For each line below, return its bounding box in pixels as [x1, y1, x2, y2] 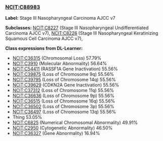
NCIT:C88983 [5, 4, 40, 11]
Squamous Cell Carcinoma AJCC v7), [5, 35, 83, 41]
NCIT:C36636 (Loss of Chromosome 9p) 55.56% [12, 92, 115, 99]
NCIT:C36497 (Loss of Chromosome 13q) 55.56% [12, 109, 116, 115]
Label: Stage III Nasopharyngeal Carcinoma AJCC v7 [5, 15, 116, 21]
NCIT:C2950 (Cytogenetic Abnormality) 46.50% [12, 125, 113, 131]
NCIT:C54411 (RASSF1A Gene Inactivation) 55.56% [12, 66, 118, 72]
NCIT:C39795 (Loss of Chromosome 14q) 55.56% [12, 77, 116, 83]
